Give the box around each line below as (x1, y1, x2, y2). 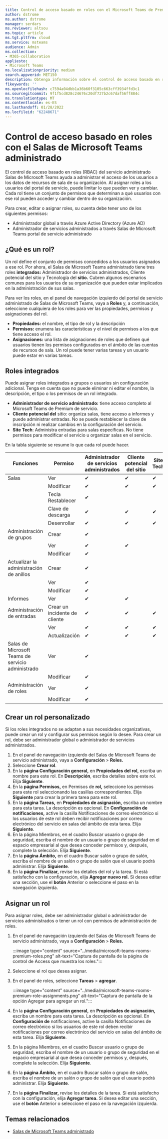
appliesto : (5, 58, 28, 63)
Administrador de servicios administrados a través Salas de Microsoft (12, 225, 156, 231)
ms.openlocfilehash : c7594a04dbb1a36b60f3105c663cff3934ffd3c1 (5, 86, 140, 91)
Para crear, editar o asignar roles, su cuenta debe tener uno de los (5, 205, 141, 211)
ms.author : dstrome (5, 16, 46, 21)
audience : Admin (5, 44, 39, 49)
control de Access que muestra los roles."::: (12, 958, 102, 964)
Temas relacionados (5, 1115, 70, 1123)
